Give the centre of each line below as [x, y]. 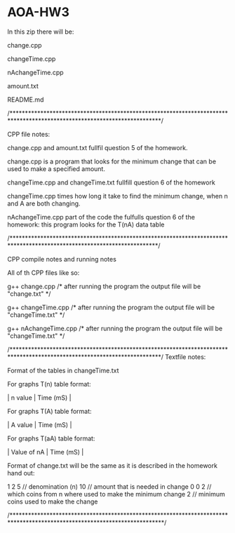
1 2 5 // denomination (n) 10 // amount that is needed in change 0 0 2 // [109, 486]
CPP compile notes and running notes [62, 259]
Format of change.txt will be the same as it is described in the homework [112, 465]
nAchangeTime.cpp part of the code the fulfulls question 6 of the [101, 217]
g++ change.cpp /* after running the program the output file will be [104, 286]
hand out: [21, 473]
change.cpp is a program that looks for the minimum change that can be [112, 161]
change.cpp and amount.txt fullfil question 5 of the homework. [98, 147]
